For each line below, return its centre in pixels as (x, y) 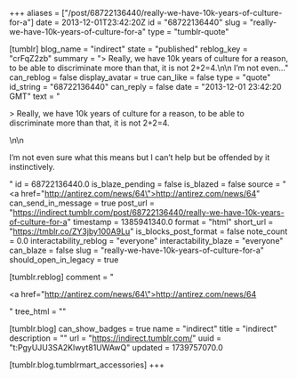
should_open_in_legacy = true (64, 260)
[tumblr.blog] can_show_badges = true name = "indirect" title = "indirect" (143, 329)
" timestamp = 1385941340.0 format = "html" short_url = (170, 222)
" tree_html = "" (38, 311)
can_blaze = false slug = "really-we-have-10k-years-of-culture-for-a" (137, 250)
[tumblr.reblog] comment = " (61, 277)
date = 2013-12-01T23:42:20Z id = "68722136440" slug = (141, 22)
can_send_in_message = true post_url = (82, 203)
